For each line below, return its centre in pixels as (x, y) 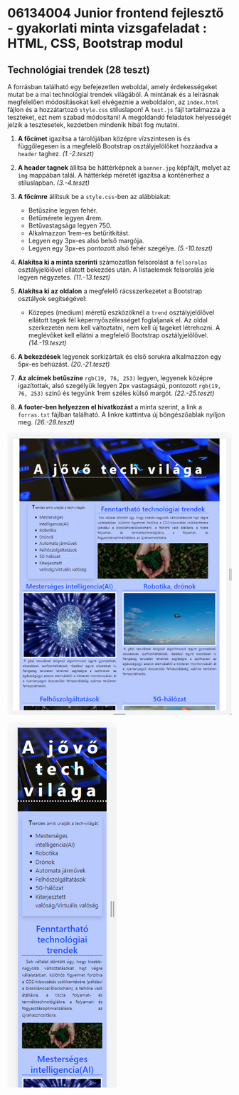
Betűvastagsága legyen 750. (70, 225)
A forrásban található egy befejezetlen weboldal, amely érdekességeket (112, 87)
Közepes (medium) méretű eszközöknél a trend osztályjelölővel (121, 312)
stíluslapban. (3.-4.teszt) (54, 183)
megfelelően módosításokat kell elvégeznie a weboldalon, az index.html (113, 102)
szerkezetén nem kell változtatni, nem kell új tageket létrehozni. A (124, 327)
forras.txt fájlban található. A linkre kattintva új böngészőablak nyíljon (121, 414)
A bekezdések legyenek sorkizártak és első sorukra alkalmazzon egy (119, 357)
